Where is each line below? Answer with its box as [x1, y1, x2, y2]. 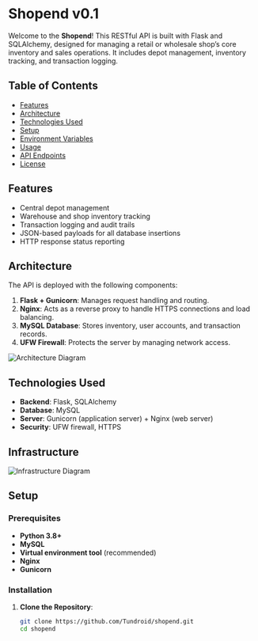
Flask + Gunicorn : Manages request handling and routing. [19, 296, 210, 305]
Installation [8, 584, 53, 595]
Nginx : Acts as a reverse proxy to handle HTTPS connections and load [19, 304, 251, 313]
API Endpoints [19, 150, 66, 160]
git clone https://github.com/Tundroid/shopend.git [19, 617, 194, 625]
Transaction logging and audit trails [19, 219, 135, 229]
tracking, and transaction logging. [8, 56, 119, 66]
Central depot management [19, 203, 109, 212]
